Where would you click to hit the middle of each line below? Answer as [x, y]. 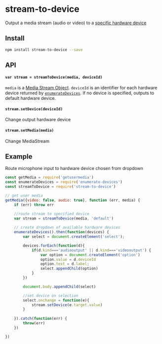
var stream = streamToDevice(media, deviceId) [54, 77]
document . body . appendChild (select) [60, 287]
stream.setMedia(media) [30, 130]
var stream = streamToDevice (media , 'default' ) [64, 218]
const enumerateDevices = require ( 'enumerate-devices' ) [64, 182]
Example [19, 157]
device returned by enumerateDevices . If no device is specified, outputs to [80, 93]
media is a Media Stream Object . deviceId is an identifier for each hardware [81, 88]
